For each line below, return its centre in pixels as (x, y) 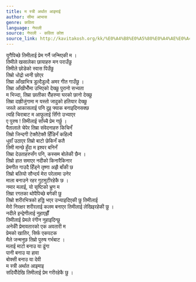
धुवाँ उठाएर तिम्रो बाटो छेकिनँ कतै (36, 141)
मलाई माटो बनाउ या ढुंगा (28, 246)
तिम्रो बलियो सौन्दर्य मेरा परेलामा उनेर (38, 174)
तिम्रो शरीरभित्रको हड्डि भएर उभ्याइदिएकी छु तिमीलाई (52, 200)
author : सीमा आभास (27, 17)
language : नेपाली (24, 28)
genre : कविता (20, 22)
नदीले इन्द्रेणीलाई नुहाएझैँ (28, 213)
